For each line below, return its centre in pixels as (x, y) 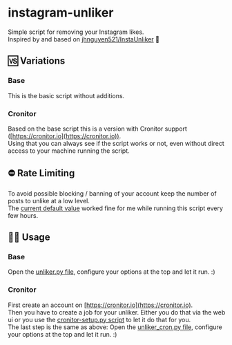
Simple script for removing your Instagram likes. (76, 32)
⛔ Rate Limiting (41, 173)
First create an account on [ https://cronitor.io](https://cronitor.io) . (100, 305)
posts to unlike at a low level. (49, 201)
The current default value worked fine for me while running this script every (116, 208)
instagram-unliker (61, 13)
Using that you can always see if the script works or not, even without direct (116, 143)
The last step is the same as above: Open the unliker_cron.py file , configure (115, 327)
